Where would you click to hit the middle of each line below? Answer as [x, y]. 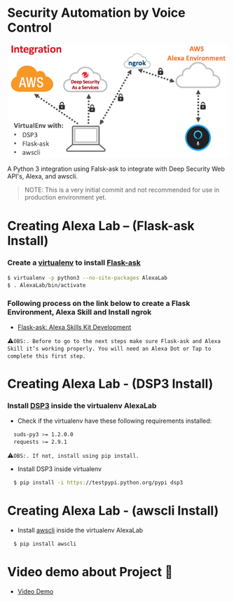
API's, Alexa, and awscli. [43, 176]
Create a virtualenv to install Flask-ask [74, 262]
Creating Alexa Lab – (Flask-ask [101, 226]
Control [30, 28]
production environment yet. [66, 197]
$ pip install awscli [45, 544]
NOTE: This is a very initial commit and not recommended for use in [122, 190]
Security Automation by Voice [96, 13]
